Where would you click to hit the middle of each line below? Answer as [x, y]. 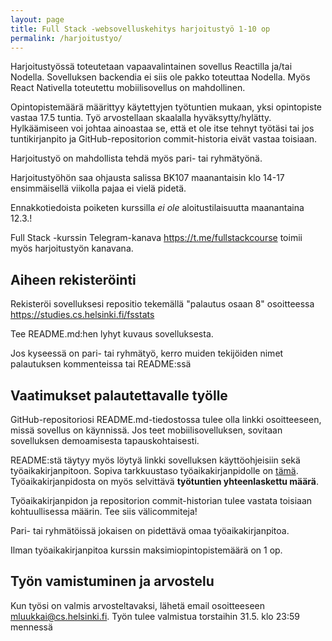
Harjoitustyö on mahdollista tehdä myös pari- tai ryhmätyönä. [136, 158]
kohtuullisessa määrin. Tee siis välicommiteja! [104, 511]
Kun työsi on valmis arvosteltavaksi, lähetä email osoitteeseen [137, 605]
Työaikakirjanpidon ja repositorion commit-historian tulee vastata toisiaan [161, 500]
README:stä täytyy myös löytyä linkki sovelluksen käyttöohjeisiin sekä [155, 460]
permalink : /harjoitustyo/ [66, 38]
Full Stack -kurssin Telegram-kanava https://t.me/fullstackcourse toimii [156, 238]
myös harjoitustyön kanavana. [72, 248]
